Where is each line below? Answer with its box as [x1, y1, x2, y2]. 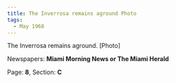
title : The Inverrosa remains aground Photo [7, 10, 137, 17]
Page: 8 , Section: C [7, 68, 62, 76]
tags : [7, 16, 23, 23]
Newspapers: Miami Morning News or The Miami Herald [7, 55, 170, 63]
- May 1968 [13, 23, 45, 29]
